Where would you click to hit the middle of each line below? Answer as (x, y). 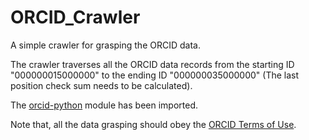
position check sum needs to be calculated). (101, 85)
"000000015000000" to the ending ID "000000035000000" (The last (155, 75)
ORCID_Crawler (75, 17)
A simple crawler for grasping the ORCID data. (105, 45)
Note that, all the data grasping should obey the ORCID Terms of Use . (153, 124)
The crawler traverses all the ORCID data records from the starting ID (152, 64)
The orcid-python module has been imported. (104, 105)
